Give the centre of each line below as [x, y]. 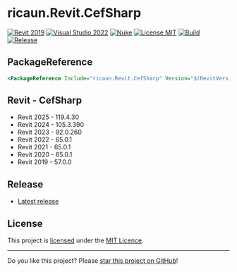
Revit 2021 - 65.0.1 [44, 147]
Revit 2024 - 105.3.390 [51, 125]
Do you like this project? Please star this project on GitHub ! [93, 261]
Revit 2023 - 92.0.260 [50, 132]
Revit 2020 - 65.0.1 [45, 155]
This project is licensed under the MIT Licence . [75, 240]
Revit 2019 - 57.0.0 [44, 162]
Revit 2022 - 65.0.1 [45, 140]
